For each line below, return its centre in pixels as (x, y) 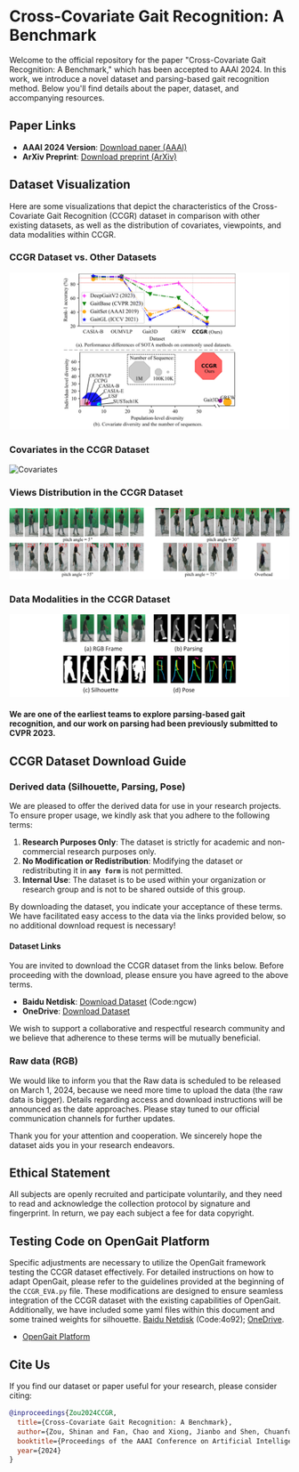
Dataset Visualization (70, 185)
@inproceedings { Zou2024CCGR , (63, 1413)
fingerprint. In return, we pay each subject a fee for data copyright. (132, 1213)
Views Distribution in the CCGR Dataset (96, 492)
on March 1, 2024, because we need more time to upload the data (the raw (146, 1090)
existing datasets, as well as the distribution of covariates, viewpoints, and (145, 225)
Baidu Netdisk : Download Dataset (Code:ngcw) (109, 1002)
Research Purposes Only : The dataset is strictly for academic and (144, 842)
